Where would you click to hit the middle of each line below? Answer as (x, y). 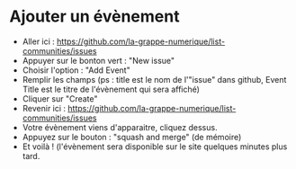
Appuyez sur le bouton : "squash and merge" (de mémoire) (132, 137)
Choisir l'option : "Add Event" (76, 70)
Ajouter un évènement (94, 17)
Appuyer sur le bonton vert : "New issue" (99, 60)
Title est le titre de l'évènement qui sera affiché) (111, 89)
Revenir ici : (44, 108)
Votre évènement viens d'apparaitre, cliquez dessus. (120, 127)
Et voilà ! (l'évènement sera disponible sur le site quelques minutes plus (155, 147)
